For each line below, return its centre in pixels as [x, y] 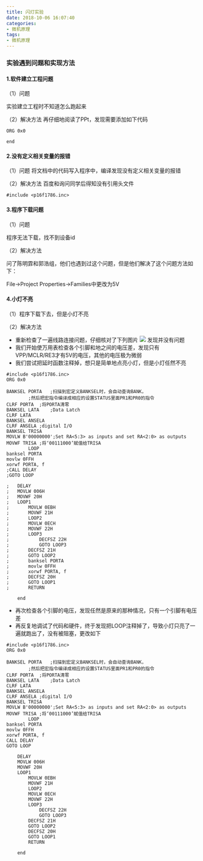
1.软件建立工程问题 [30, 79]
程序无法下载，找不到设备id [41, 237]
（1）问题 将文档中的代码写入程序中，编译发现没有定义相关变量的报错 [94, 171]
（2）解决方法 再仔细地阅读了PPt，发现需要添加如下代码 [77, 119]
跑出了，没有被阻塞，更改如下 [63, 633]
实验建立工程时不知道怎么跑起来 [46, 106]
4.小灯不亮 [20, 299]
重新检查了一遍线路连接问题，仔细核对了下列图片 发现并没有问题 [100, 339]
